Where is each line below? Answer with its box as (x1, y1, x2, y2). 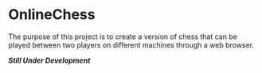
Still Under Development (8, 56, 91, 65)
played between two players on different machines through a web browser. (8, 40, 255, 49)
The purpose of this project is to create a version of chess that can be (8, 32, 237, 41)
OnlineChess (8, 6, 96, 24)
